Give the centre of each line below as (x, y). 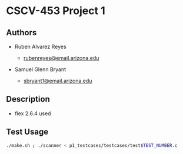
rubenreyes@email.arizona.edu (61, 58)
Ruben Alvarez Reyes (40, 46)
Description (28, 99)
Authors (21, 33)
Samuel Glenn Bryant (40, 69)
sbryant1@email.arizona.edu (58, 81)
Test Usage (27, 132)
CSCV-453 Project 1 (56, 11)
